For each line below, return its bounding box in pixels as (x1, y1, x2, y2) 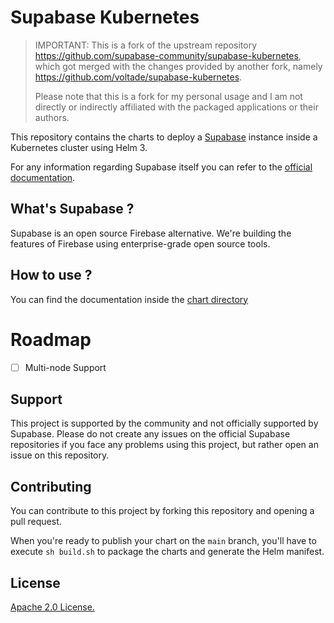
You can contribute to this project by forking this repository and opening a (10, 505, 315, 517)
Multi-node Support (24, 361, 107, 373)
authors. (34, 111, 70, 123)
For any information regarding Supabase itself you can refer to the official (10, 161, 313, 173)
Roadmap (10, 328, 92, 351)
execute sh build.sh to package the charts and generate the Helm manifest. (10, 546, 325, 558)
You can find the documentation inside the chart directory (10, 293, 249, 305)
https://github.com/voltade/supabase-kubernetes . (34, 71, 243, 83)
